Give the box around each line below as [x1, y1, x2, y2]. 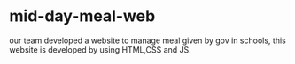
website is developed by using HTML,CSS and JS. [9, 44, 192, 54]
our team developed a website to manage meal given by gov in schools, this [9, 35, 286, 46]
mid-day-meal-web [9, 6, 156, 26]
